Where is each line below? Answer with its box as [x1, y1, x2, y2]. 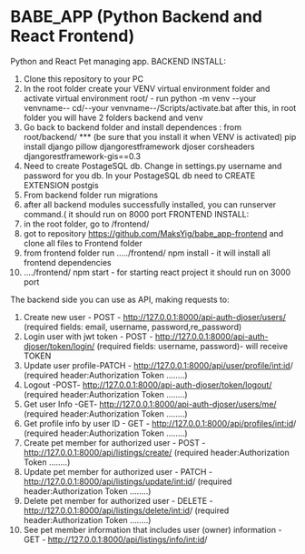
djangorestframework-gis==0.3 [23, 150, 142, 161]
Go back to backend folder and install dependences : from [23, 121, 241, 133]
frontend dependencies [23, 257, 112, 267]
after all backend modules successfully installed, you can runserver [23, 198, 277, 210]
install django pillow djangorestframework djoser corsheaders [23, 141, 255, 152]
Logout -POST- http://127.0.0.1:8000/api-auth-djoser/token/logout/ [23, 379, 272, 390]
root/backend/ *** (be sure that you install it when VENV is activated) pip [23, 131, 297, 142]
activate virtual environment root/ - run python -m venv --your [23, 93, 257, 104]
